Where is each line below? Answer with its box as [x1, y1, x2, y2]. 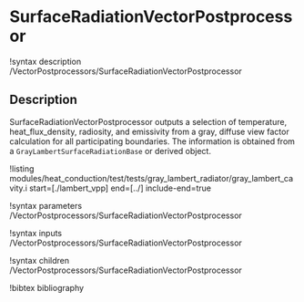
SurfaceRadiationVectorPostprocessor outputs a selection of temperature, [9, 116, 288, 127]
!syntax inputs [9, 227, 62, 238]
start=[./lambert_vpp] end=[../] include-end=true [28, 182, 212, 193]
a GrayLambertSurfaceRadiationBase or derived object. [9, 145, 212, 156]
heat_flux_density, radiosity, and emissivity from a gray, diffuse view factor [9, 126, 289, 137]
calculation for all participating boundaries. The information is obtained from [9, 135, 296, 147]
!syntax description [9, 56, 82, 67]
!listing [9, 162, 35, 174]
